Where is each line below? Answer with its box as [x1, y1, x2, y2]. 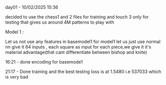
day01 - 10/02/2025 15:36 [5, 4, 59, 10]
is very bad [5, 74, 29, 79]
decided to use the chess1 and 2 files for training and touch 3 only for [5, 14, 149, 19]
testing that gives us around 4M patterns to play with [5, 19, 114, 25]
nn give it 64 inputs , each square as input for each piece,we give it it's [5, 44, 151, 49]
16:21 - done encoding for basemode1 [5, 59, 83, 64]
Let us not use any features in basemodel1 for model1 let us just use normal [5, 38, 160, 44]
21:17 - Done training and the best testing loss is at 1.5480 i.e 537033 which [5, 68, 161, 74]
